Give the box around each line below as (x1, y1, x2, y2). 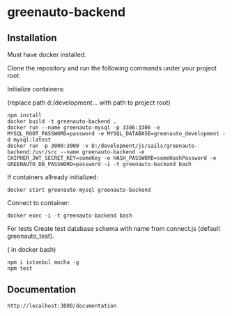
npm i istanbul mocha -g (7, 259, 79, 266)
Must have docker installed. (7, 50, 87, 59)
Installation (7, 32, 57, 44)
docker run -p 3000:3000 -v (7, 142, 89, 149)
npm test (7, 265, 33, 272)
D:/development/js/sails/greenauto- (91, 142, 198, 149)
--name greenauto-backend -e (60, 149, 145, 156)
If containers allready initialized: (7, 173, 99, 181)
